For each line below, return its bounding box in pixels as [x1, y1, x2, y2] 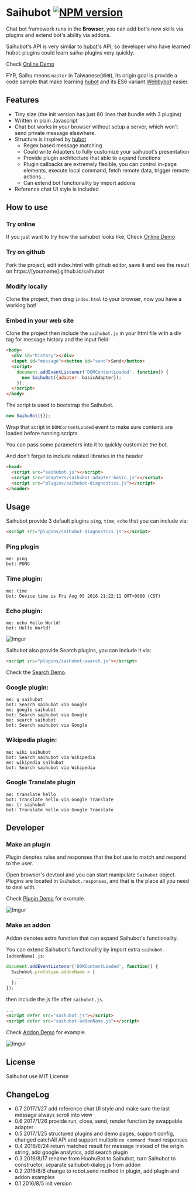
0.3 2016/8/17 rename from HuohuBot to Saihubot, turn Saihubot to [14, 1155, 176, 1162]
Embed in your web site [6, 316, 74, 324]
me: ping [6, 556, 27, 562]
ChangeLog [6, 1089, 50, 1099]
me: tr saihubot [6, 801, 46, 808]
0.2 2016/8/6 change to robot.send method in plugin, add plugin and [14, 1167, 180, 1174]
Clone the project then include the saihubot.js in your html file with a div [6, 330, 182, 337]
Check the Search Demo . [6, 669, 67, 676]
